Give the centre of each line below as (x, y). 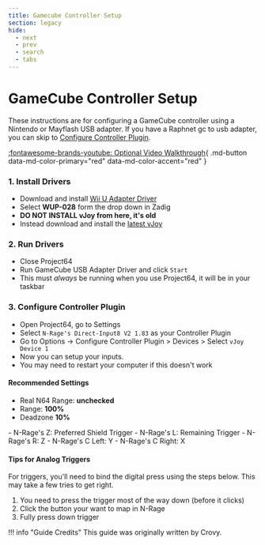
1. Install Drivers (40, 181)
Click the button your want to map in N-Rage (92, 509)
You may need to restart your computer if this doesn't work (116, 365)
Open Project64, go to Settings (70, 324)
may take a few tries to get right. (61, 485)
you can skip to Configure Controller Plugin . (79, 137)
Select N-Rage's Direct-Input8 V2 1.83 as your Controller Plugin (125, 333)
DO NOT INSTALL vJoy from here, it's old (88, 216)
